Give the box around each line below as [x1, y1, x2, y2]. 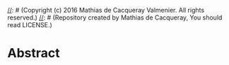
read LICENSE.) [7, 21, 53, 29]
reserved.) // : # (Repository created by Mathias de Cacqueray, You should [7, 13, 223, 22]
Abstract [7, 45, 60, 62]
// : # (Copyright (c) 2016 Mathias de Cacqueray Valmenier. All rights [7, 6, 205, 14]
